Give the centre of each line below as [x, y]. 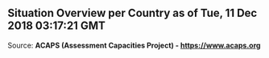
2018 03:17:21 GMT [56, 26]
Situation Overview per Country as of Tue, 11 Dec [132, 13]
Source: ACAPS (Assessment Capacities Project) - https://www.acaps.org [134, 45]
